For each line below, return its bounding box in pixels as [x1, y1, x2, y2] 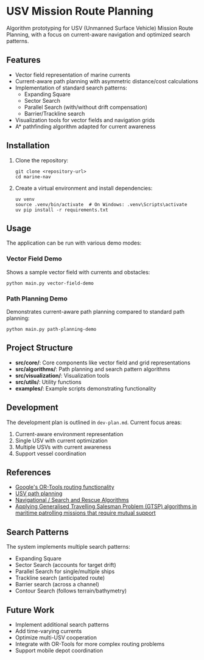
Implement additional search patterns [15, 621, 110, 628]
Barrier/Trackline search [24, 109, 85, 117]
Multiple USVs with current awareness [15, 443, 111, 451]
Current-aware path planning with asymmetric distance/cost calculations [15, 77, 199, 85]
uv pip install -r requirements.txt [15, 207, 108, 213]
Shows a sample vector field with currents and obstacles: [6, 268, 150, 276]
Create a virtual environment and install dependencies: [15, 184, 153, 192]
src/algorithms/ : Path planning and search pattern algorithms [15, 365, 171, 372]
